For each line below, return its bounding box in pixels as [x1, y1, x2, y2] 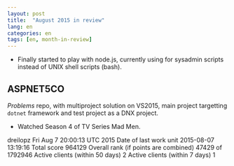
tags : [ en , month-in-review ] [7, 36, 92, 43]
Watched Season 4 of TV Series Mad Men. [17, 122, 141, 130]
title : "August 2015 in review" [7, 17, 105, 24]
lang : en [7, 23, 33, 30]
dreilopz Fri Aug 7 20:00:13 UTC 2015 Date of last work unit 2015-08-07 [7, 135, 215, 144]
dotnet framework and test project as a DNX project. [7, 109, 159, 117]
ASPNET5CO [7, 83, 65, 95]
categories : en [7, 29, 52, 37]
